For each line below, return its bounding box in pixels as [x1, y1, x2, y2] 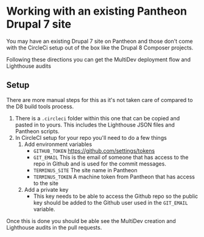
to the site [33, 179, 59, 187]
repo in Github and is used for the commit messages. [33, 160, 166, 167]
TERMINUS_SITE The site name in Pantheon [33, 166, 138, 173]
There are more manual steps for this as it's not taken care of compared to [6, 96, 193, 103]
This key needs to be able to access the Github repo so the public [33, 192, 199, 200]
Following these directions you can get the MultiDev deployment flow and [6, 56, 191, 63]
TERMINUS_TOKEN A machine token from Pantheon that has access [33, 173, 195, 180]
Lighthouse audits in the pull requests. [6, 224, 102, 231]
